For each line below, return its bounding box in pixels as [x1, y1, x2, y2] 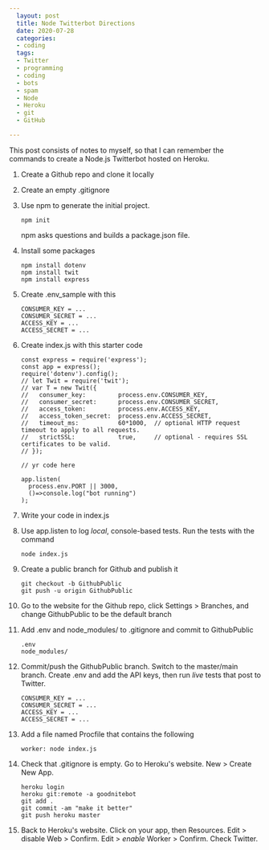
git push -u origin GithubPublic [20, 586, 133, 595]
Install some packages [20, 246, 96, 255]
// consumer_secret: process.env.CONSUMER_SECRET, [20, 398, 219, 406]
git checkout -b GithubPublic [20, 579, 123, 587]
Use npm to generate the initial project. [20, 200, 150, 210]
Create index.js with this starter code [20, 340, 143, 349]
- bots [16, 79, 39, 87]
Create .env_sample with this [20, 289, 116, 299]
